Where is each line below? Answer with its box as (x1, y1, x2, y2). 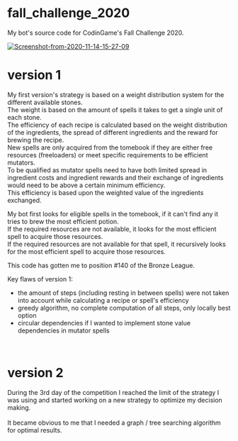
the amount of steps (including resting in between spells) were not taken (17, 289, 229, 297)
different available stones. (7, 98, 83, 106)
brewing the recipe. (7, 135, 64, 144)
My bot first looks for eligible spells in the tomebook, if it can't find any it (7, 209, 218, 218)
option (17, 311, 37, 320)
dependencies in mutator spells (17, 326, 110, 335)
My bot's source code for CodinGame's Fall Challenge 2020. (7, 28, 184, 37)
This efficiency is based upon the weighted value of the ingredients (7, 188, 204, 196)
